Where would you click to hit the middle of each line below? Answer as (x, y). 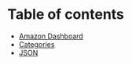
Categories (37, 44)
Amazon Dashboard (51, 36)
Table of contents (66, 14)
